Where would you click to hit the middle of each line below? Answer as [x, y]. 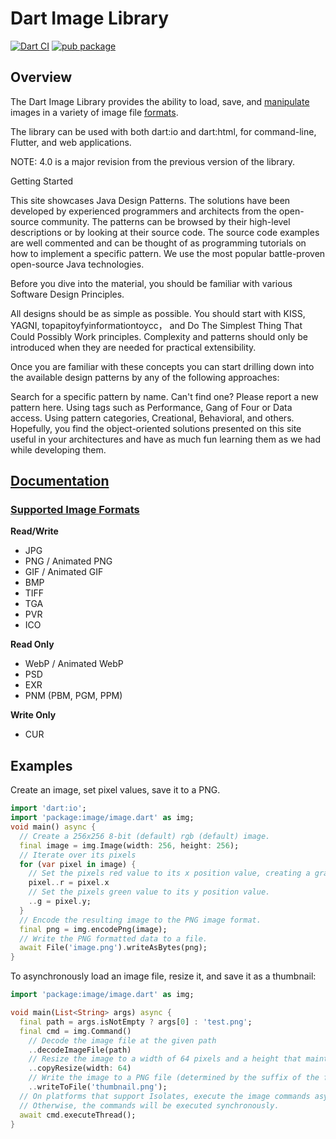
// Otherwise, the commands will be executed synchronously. [149, 1105]
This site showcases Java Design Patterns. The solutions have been [150, 200]
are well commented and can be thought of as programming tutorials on [158, 243]
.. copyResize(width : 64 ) [80, 1068]
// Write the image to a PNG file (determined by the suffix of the [174, 1078]
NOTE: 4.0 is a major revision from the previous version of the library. [153, 161]
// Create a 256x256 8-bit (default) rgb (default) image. [145, 836]
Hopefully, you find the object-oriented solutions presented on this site [156, 428]
